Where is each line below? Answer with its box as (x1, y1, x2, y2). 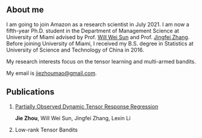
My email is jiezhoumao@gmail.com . (6, 69, 97, 77)
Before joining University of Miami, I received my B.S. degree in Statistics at (6, 40, 194, 47)
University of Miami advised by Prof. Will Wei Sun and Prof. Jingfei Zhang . (6, 33, 190, 41)
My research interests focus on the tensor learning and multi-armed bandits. (6, 58, 196, 65)
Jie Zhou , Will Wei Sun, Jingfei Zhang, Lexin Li (14, 114, 131, 122)
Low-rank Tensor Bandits (14, 126, 78, 133)
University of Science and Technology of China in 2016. (6, 46, 145, 53)
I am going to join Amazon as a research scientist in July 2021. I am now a (6, 20, 190, 28)
